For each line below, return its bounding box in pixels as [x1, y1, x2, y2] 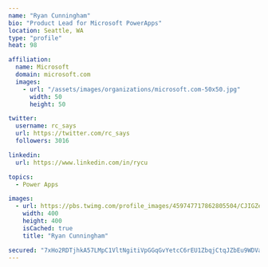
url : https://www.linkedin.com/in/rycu [15, 159, 148, 167]
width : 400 [22, 210, 59, 218]
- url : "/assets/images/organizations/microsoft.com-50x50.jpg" [22, 85, 241, 93]
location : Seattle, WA [8, 26, 84, 34]
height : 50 [29, 100, 66, 108]
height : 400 [22, 217, 62, 225]
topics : [8, 173, 34, 181]
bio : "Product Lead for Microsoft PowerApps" [8, 19, 162, 27]
